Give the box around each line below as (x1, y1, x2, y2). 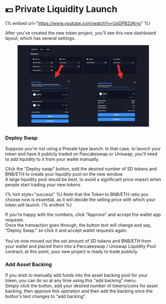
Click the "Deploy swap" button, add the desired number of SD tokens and (5, 166, 157, 172)
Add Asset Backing (5, 261, 52, 268)
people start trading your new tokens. (5, 182, 82, 188)
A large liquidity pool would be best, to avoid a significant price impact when (5, 176, 161, 182)
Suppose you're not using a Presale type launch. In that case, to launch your (5, 145, 161, 151)
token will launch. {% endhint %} (5, 202, 72, 207)
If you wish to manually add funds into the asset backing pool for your (5, 272, 148, 278)
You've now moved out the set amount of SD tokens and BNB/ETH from (5, 238, 151, 244)
